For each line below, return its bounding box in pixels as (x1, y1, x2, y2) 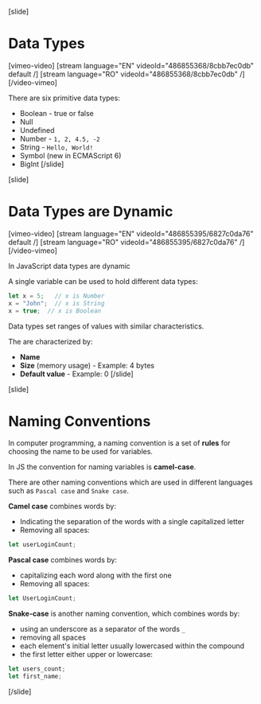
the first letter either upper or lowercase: (19, 650, 154, 659)
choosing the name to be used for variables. (8, 447, 154, 457)
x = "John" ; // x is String (8, 299, 105, 307)
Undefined (19, 125, 55, 134)
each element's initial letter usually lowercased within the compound (19, 641, 245, 651)
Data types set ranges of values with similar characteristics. (8, 321, 205, 331)
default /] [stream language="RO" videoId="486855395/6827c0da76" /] (8, 237, 245, 247)
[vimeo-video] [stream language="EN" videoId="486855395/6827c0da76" (8, 228, 254, 238)
